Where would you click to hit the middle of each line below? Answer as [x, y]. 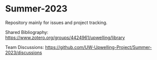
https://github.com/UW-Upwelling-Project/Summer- [98, 47]
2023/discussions [24, 52]
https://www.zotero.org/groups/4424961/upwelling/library [65, 37]
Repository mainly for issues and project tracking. [56, 22]
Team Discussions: [24, 47]
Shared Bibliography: [27, 32]
